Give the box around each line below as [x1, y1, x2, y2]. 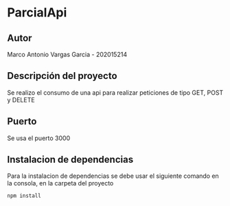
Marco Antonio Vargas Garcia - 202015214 [7, 50, 128, 58]
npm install [7, 192, 41, 200]
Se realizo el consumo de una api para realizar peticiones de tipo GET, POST [7, 88, 224, 97]
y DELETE [7, 95, 36, 104]
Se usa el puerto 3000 [7, 134, 71, 142]
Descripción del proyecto [7, 70, 118, 82]
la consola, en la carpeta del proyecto [7, 179, 114, 187]
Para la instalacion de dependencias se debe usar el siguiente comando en [7, 172, 220, 180]
